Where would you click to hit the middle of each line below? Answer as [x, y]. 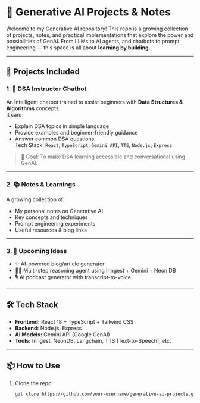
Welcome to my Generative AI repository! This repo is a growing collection [97, 29]
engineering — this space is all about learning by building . [78, 48]
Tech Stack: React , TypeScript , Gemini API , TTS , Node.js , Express [93, 145]
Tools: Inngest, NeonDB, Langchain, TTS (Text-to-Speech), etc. [93, 341]
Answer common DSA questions [54, 139]
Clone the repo [33, 383]
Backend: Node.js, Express [48, 328]
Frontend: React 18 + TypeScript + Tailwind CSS [74, 322]
